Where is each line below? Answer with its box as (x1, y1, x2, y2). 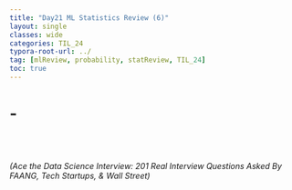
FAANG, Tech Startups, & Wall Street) (9, 170, 151, 181)
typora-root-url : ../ (9, 47, 92, 56)
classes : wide (9, 30, 64, 39)
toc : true (9, 65, 47, 74)
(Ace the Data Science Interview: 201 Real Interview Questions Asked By (9, 160, 283, 171)
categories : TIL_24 (9, 38, 84, 48)
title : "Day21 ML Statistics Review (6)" (9, 13, 170, 23)
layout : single (9, 22, 68, 31)
